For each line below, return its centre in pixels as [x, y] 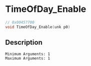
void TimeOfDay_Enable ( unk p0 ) [38, 27]
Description [24, 42]
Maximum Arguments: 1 [28, 58]
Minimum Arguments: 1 [28, 54]
